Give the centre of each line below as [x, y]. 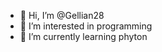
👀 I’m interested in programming [86, 26]
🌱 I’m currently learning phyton [83, 36]
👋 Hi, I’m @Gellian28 [62, 15]
